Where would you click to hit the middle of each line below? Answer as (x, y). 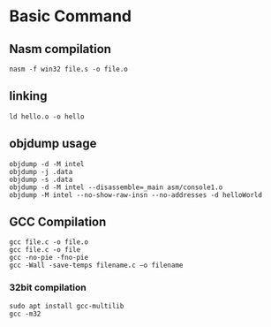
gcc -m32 (25, 314)
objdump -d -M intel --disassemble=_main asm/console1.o (116, 187)
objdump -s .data (41, 179)
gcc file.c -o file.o (49, 242)
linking (28, 96)
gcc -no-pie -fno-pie (49, 258)
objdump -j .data (41, 171)
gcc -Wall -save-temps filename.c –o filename (96, 266)
